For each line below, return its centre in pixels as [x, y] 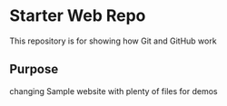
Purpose [34, 69]
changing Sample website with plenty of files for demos [113, 91]
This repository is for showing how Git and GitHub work [113, 41]
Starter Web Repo [78, 16]
